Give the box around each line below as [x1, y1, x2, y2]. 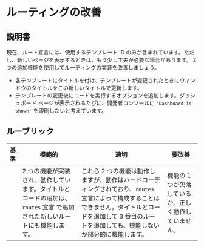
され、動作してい [22, 176, 71, 184]
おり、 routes [117, 185, 155, 193]
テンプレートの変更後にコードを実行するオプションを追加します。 [15, 92, 180, 99]
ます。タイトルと [22, 185, 71, 193]
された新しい [22, 212, 59, 220]
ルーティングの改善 [6, 5, 102, 19]
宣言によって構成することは [81, 194, 160, 202]
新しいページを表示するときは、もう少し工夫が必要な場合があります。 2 [16, 56, 197, 64]
